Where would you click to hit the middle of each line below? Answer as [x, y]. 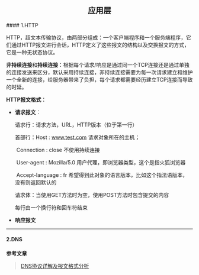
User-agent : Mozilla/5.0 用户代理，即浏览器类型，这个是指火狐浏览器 [101, 162]
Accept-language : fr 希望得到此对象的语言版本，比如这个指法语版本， [102, 175]
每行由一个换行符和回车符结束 [51, 207]
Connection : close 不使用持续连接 [58, 150]
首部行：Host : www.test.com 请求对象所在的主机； [77, 137]
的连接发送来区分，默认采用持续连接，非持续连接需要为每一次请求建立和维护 [99, 72]
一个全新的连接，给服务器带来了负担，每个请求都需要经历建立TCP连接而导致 [99, 79]
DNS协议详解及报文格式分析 [55, 266]
